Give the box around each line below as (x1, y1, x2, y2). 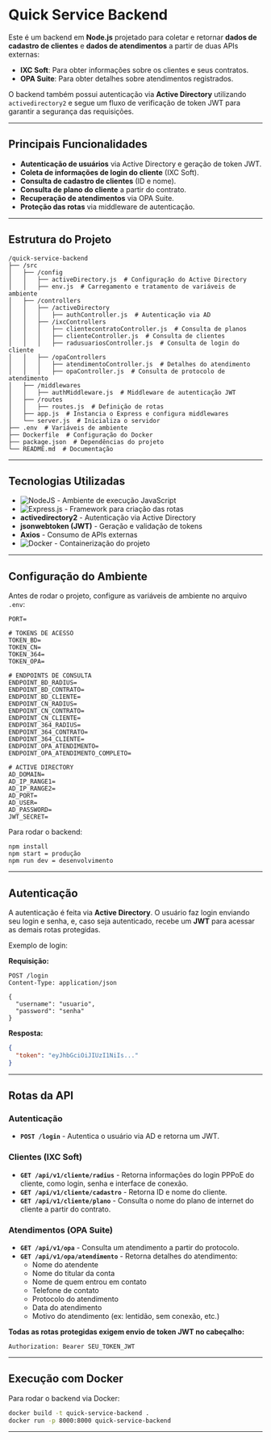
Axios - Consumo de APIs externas (19, 530, 138, 540)
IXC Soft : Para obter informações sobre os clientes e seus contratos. (19, 65, 249, 74)
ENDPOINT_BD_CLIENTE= (8, 693, 81, 701)
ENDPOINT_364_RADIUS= (8, 721, 81, 730)
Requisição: (8, 957, 50, 965)
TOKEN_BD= (8, 636, 42, 645)
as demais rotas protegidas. (8, 925, 101, 934)
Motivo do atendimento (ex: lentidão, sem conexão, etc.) (31, 1311, 220, 1321)
